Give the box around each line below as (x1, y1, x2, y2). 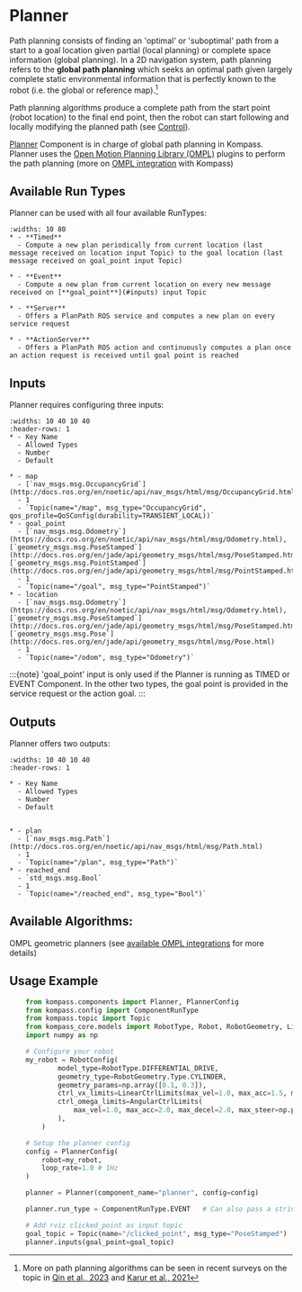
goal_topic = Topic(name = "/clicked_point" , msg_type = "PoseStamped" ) (25, 1229, 288, 1238)
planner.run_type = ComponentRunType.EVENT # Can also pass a (25, 1205, 271, 1214)
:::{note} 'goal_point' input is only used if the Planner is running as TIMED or (9, 669, 290, 680)
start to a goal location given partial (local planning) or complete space (9, 44, 271, 55)
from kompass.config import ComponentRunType (25, 1006, 200, 1015)
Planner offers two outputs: (9, 738, 111, 749)
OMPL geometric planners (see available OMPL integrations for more (9, 937, 265, 948)
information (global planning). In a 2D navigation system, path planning (9, 54, 271, 65)
